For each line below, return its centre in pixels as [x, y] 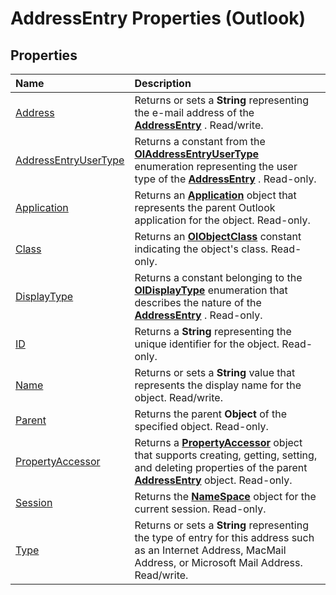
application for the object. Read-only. [222, 220]
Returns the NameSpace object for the [225, 496]
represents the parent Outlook [205, 207]
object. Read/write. [178, 397]
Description [163, 83]
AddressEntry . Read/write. [199, 125]
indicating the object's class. [201, 249]
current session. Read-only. [200, 509]
